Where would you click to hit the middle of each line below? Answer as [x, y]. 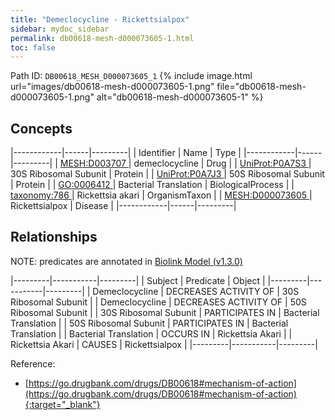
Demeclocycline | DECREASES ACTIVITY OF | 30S [196, 291]
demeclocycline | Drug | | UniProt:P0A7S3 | [222, 163]
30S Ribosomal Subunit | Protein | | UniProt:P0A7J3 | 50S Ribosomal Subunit [167, 174]
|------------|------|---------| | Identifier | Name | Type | [126, 153]
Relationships [54, 237]
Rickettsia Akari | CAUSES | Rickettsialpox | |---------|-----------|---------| [164, 344]
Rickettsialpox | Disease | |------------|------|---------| [123, 206]
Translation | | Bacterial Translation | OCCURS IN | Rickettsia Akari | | [151, 333]
